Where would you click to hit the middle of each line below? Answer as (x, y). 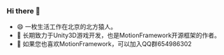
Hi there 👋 (24, 11)
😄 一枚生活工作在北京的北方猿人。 (67, 27)
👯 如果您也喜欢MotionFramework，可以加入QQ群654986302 (104, 44)
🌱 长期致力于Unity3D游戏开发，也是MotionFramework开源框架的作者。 (119, 35)
